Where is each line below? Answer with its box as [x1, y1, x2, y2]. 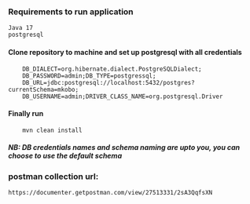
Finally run [8, 109, 44, 118]
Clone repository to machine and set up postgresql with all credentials [8, 47, 242, 56]
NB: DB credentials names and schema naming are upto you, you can [8, 143, 241, 152]
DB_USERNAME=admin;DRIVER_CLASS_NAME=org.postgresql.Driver [22, 93, 223, 100]
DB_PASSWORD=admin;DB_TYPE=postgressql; [22, 71, 156, 80]
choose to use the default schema [8, 151, 123, 161]
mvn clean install [22, 126, 83, 134]
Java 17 [8, 24, 34, 32]
